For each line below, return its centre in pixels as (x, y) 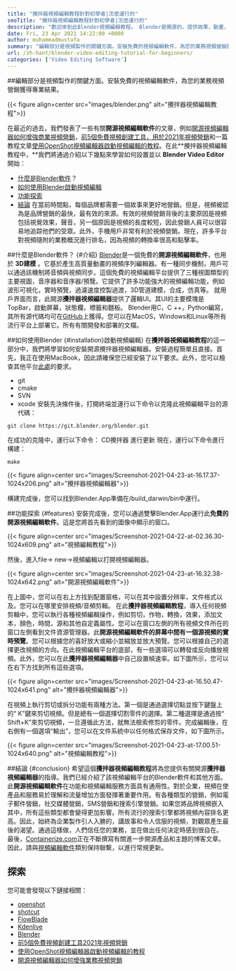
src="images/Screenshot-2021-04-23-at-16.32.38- (149, 573)
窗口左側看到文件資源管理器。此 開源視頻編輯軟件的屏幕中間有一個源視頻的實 (118, 632)
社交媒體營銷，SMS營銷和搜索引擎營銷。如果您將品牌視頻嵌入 (134, 804)
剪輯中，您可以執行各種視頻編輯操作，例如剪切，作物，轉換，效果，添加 (112, 614)
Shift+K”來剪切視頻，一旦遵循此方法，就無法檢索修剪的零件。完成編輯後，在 (118, 722)
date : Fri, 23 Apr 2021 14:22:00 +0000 (66, 33)
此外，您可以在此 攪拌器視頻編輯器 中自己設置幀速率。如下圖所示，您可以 (124, 658)
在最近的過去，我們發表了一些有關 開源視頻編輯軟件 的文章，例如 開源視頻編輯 (118, 128)
